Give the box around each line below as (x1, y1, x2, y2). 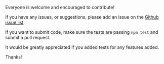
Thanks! (5, 54, 22, 60)
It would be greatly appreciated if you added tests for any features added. (5, 44, 159, 50)
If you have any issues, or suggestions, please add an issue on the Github (5, 14, 159, 20)
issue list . (5, 20, 25, 25)
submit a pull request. (5, 35, 51, 40)
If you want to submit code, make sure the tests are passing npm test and (5, 29, 158, 35)
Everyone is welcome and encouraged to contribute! (5, 5, 115, 10)
